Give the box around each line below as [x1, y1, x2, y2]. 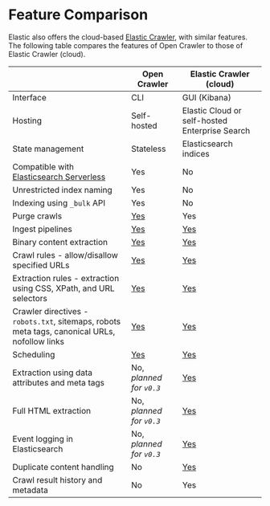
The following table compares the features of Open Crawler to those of [8, 40, 243, 50]
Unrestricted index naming [12, 184, 112, 195]
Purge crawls [12, 210, 63, 222]
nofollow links [12, 336, 64, 347]
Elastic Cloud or [182, 104, 243, 116]
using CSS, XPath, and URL [12, 283, 115, 294]
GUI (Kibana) [182, 92, 231, 103]
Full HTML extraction [12, 405, 91, 416]
